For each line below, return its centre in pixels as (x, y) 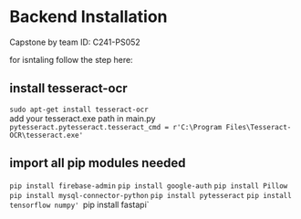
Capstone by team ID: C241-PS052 (75, 42)
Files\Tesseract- (259, 127)
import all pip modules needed (98, 163)
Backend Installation (88, 17)
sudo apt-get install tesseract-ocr (79, 109)
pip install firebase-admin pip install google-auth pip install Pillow (149, 186)
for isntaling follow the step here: (72, 59)
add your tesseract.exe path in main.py (83, 118)
